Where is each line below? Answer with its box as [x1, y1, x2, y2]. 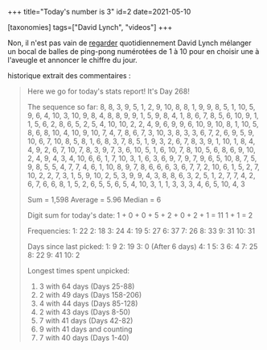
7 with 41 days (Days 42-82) [39, 316, 133, 325]
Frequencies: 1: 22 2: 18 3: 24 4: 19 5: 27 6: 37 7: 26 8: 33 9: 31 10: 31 [27, 226, 255, 235]
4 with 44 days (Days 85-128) [39, 298, 138, 308]
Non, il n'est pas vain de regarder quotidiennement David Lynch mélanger [7, 38, 252, 48]
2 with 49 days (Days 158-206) [39, 290, 142, 299]
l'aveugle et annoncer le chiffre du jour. [7, 56, 138, 65]
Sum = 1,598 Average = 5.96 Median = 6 [27, 195, 162, 204]
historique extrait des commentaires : [7, 71, 131, 80]
